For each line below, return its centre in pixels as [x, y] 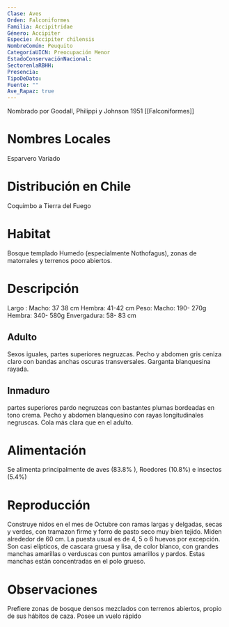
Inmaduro [29, 391]
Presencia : [23, 72]
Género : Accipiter [34, 33]
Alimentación [47, 450]
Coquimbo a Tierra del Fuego [49, 206]
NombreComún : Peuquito [40, 46]
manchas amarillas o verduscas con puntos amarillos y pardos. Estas [106, 554]
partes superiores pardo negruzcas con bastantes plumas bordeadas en [111, 407]
